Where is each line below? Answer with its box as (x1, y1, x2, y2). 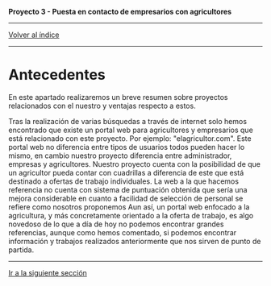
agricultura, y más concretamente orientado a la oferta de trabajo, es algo (8, 210, 254, 220)
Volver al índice (8, 30, 60, 39)
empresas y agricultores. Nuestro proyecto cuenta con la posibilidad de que (8, 159, 261, 168)
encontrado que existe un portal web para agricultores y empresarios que (8, 125, 254, 135)
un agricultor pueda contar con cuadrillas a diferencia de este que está (8, 168, 244, 177)
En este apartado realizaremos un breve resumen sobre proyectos (8, 92, 228, 102)
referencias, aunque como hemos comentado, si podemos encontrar (8, 227, 237, 237)
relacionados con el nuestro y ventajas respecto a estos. (8, 101, 196, 110)
